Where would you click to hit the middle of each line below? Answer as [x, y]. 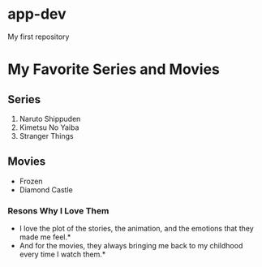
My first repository [39, 37]
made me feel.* [45, 237]
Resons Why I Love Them [58, 210]
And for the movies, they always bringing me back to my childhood [131, 246]
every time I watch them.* [62, 254]
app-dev [37, 14]
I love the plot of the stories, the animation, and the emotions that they [137, 229]
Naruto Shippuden [50, 118]
